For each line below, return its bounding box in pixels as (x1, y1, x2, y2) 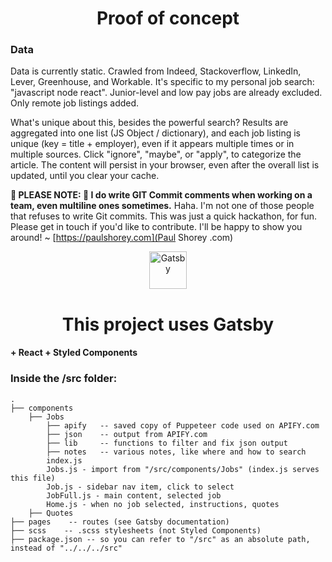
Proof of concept (96, 7, 240, 30)
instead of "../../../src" (10, 543, 123, 553)
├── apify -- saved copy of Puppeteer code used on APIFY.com (46, 420, 320, 431)
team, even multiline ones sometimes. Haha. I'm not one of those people (10, 200, 315, 212)
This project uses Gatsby (61, 313, 275, 336)
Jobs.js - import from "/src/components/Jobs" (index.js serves (46, 464, 320, 474)
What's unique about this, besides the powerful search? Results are (10, 117, 289, 129)
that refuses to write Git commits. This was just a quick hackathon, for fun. (10, 210, 318, 222)
